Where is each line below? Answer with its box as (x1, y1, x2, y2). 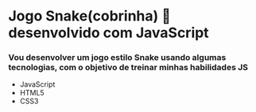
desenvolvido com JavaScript (8, 24, 209, 42)
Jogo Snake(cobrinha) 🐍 (8, 7, 171, 25)
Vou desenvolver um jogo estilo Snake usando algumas (8, 52, 227, 63)
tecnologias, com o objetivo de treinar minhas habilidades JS (8, 62, 249, 73)
